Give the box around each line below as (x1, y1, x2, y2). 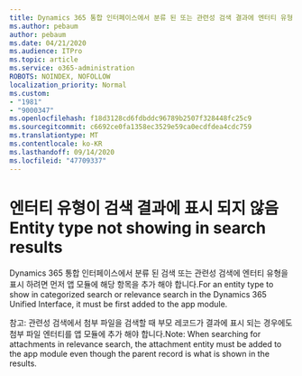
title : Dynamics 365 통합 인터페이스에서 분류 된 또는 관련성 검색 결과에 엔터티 (9, 13, 277, 23)
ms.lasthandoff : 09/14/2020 (9, 147, 115, 156)
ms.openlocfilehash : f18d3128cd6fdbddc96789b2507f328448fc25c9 (9, 114, 252, 123)
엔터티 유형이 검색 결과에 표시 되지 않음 (9, 198, 279, 218)
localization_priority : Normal (9, 80, 127, 89)
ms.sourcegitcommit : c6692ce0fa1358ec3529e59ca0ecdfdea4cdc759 (9, 123, 252, 132)
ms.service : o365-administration (9, 64, 135, 73)
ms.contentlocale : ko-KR (9, 139, 103, 148)
